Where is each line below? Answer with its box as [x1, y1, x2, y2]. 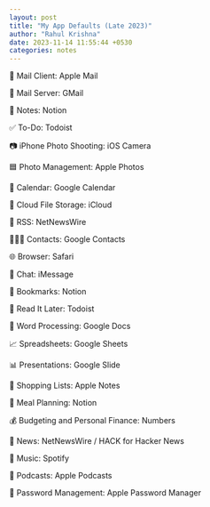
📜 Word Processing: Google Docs [9, 321, 131, 332]
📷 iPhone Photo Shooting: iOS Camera [9, 141, 152, 151]
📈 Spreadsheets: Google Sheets [9, 339, 128, 350]
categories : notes [9, 46, 77, 55]
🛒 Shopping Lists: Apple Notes [9, 380, 121, 391]
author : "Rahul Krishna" [9, 29, 101, 38]
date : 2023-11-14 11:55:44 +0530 [9, 37, 133, 47]
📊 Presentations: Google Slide [9, 359, 121, 370]
